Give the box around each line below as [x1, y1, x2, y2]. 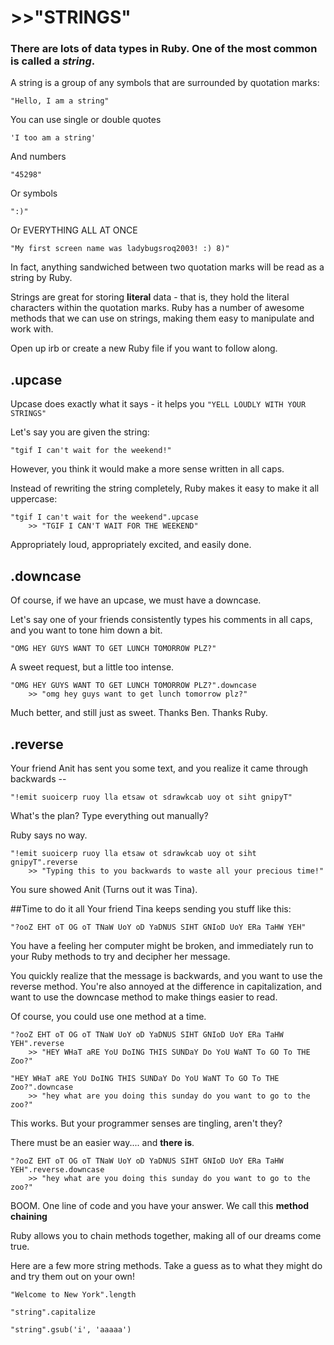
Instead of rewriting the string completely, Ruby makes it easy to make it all [10, 482, 320, 495]
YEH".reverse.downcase [10, 1164, 105, 1175]
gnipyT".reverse [10, 857, 78, 867]
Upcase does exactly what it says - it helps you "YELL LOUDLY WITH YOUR [10, 398, 307, 410]
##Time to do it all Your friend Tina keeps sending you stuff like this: [10, 902, 292, 915]
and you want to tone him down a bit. [10, 624, 163, 636]
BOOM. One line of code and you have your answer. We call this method [10, 1199, 310, 1211]
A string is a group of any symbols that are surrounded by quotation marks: [10, 77, 320, 89]
